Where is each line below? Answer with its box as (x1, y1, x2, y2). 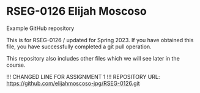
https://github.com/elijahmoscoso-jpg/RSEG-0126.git (6, 80, 140, 87)
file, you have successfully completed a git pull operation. (6, 43, 152, 50)
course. (6, 61, 26, 69)
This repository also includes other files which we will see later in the (6, 54, 180, 62)
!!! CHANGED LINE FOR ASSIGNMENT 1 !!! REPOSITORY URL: (6, 73, 160, 80)
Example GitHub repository (6, 24, 75, 32)
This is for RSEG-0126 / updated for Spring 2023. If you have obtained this (6, 36, 194, 43)
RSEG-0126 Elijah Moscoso (6, 4, 147, 18)
